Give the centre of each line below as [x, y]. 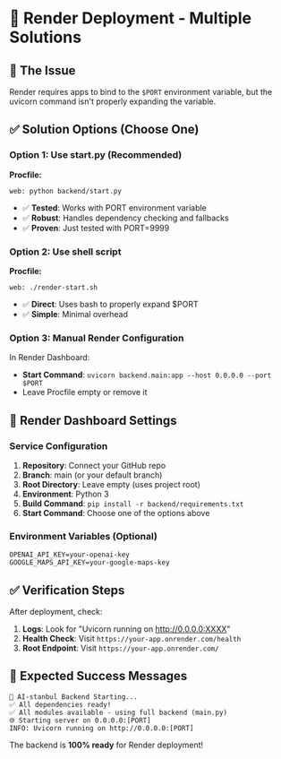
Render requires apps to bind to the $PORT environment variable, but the [141, 92]
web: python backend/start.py [66, 191]
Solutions [46, 37]
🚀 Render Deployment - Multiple [131, 18]
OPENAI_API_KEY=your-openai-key [69, 555]
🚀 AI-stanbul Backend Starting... [74, 697]
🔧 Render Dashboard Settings [93, 420]
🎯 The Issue [43, 70]
